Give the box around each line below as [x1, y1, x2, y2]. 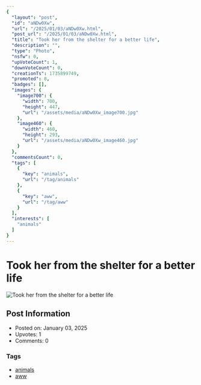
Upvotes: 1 [14, 331, 42, 338]
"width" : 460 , [22, 126, 58, 132]
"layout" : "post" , [11, 14, 58, 20]
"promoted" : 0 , [11, 76, 50, 82]
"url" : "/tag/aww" [22, 199, 69, 205]
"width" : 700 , [22, 98, 58, 104]
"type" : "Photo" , [11, 48, 55, 54]
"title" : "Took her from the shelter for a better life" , [11, 37, 161, 43]
